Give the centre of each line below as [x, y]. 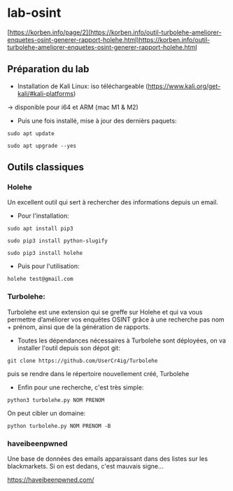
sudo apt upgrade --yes [42, 146]
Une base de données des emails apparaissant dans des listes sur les [108, 459]
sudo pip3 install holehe [45, 254]
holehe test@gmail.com [40, 279]
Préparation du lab [48, 69]
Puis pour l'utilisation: [48, 266]
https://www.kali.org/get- [184, 86]
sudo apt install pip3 [40, 229]
